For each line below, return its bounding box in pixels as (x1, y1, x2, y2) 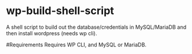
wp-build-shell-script (6, 4, 114, 18)
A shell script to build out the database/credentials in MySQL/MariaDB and (6, 23, 187, 31)
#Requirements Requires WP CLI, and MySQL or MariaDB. (6, 41, 147, 48)
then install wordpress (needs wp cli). (6, 29, 97, 36)
